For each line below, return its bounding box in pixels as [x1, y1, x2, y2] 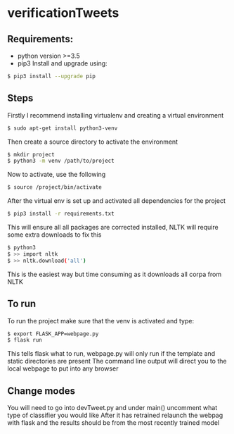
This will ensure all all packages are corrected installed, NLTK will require [7, 223, 219, 232]
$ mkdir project [7, 151, 55, 158]
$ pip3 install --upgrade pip [7, 73, 96, 80]
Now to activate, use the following [7, 170, 106, 179]
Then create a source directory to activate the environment [7, 137, 178, 146]
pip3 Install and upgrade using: [17, 59, 108, 68]
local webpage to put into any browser [7, 364, 119, 373]
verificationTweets [7, 5, 119, 21]
